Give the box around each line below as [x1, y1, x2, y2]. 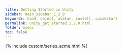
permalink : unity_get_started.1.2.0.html [5, 20, 91, 26]
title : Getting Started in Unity [5, 7, 74, 12]
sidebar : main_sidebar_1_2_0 [5, 12, 65, 17]
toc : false [5, 30, 28, 35]
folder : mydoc [5, 25, 34, 30]
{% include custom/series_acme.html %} [5, 43, 88, 49]
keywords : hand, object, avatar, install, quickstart [5, 16, 118, 21]
